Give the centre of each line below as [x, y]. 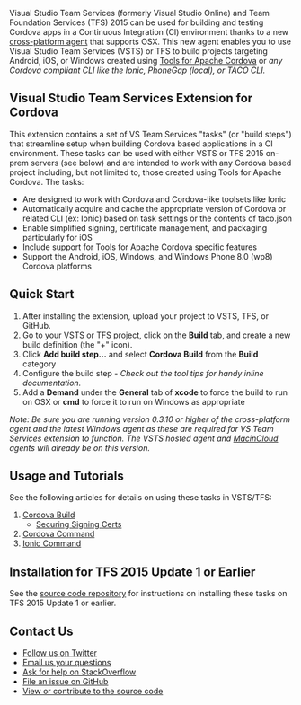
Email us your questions [66, 663]
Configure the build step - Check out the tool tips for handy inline [143, 373]
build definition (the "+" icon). [77, 344]
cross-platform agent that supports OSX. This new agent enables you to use [150, 41]
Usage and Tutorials [66, 476]
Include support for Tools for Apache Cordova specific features [140, 247]
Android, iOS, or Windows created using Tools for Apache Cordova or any [146, 61]
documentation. [52, 383]
